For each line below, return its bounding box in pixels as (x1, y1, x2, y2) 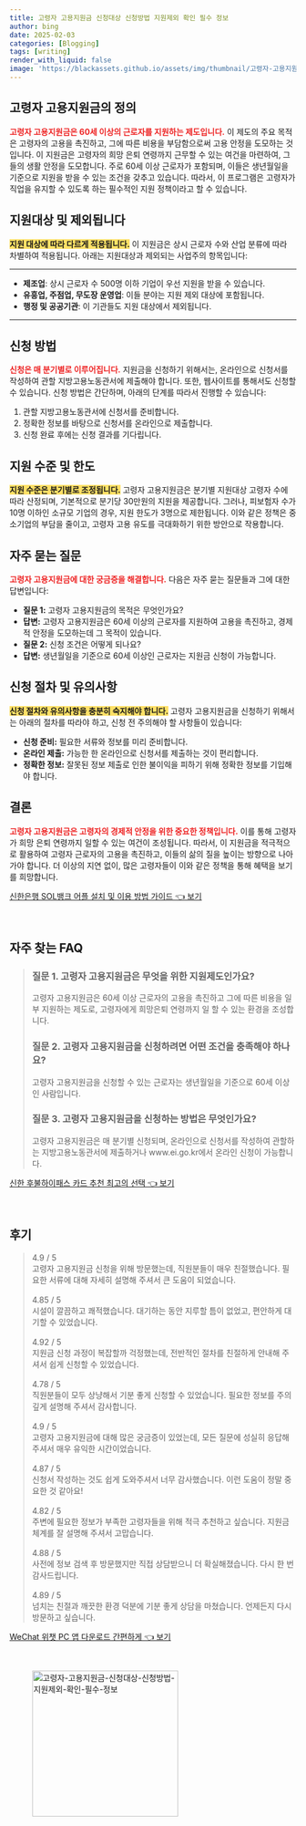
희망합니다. (18, 871, 59, 882)
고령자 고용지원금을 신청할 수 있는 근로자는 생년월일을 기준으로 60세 (31, 1076, 273, 1087)
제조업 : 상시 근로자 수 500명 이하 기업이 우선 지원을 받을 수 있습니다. (22, 277, 266, 288)
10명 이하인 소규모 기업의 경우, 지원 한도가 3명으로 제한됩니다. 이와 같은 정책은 (9, 507, 287, 518)
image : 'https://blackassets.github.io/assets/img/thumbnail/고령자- (9, 65, 273, 74)
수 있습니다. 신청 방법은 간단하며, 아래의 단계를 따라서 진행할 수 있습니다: (9, 387, 267, 398)
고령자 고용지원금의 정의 (9, 100, 137, 116)
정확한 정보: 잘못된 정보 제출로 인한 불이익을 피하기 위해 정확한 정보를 (22, 759, 269, 770)
